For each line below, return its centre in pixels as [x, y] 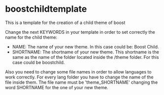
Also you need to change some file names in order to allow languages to [78, 71]
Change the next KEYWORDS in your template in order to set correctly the [80, 32]
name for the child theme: [31, 37]
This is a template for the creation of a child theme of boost [65, 23]
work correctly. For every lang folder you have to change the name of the [79, 77]
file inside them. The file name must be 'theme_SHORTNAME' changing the [82, 82]
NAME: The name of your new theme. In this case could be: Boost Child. [85, 47]
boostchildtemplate [46, 9]
